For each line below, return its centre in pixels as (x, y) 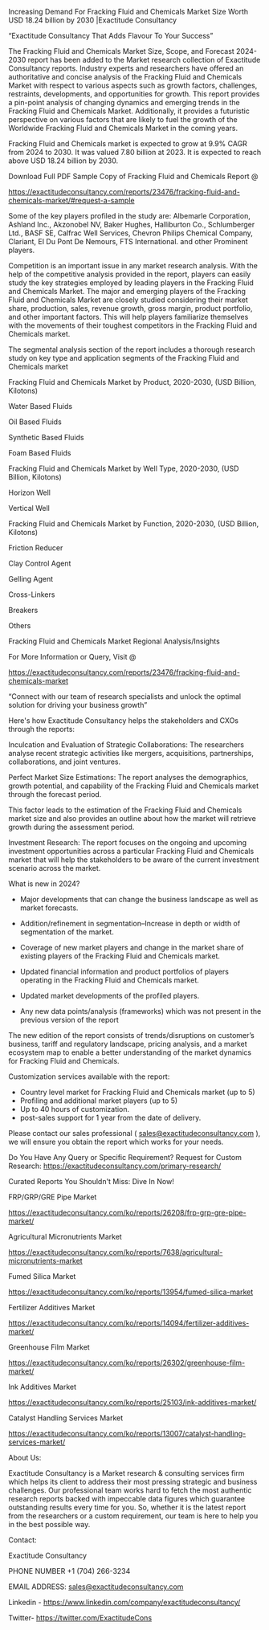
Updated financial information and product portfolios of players (124, 972)
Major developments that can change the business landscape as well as (139, 899)
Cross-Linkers (32, 594)
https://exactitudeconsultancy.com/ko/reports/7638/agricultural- (116, 1252)
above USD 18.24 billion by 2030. (63, 161)
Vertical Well (29, 508)
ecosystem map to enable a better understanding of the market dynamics (130, 1052)
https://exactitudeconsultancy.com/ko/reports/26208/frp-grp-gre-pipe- (127, 1213)
